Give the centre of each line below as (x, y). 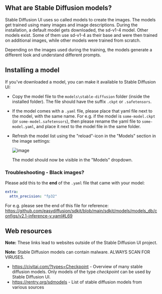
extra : (12, 192)
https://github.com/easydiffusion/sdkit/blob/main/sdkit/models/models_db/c (81, 211)
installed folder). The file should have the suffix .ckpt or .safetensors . (82, 101)
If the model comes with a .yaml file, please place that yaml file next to (82, 111)
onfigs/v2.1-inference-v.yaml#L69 (39, 216)
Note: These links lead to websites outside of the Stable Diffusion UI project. (81, 243)
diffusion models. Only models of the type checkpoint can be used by (81, 272)
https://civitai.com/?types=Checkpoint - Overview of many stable (77, 267)
